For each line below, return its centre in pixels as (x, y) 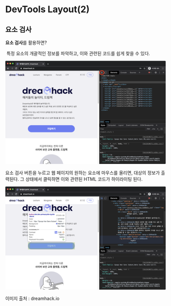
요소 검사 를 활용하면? (26, 43)
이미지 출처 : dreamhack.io (32, 298)
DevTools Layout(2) (48, 9)
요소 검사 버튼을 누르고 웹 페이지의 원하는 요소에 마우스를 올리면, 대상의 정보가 (83, 173)
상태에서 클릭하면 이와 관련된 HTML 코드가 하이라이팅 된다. (84, 179)
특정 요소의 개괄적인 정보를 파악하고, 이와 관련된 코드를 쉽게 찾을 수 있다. (78, 53)
